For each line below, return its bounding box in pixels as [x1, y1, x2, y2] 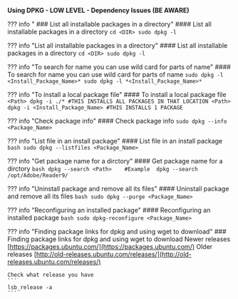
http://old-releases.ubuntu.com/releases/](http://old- [36, 250, 192, 258]
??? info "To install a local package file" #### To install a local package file [7, 91, 227, 98]
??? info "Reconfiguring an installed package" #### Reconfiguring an [7, 206, 211, 214]
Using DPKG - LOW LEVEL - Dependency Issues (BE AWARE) [7, 6, 190, 14]
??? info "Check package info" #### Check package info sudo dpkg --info [7, 117, 227, 125]
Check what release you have [7, 271, 94, 278]
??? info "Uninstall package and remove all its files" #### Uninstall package [7, 185, 229, 193]
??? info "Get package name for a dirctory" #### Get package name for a [7, 157, 223, 165]
